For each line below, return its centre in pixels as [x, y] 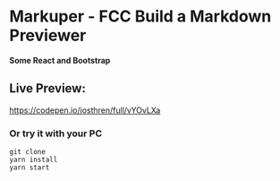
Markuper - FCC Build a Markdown [140, 17]
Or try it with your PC [56, 134]
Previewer [48, 35]
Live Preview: [48, 88]
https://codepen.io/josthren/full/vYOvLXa [85, 110]
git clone [28, 152]
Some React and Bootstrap [60, 60]
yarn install [34, 160]
